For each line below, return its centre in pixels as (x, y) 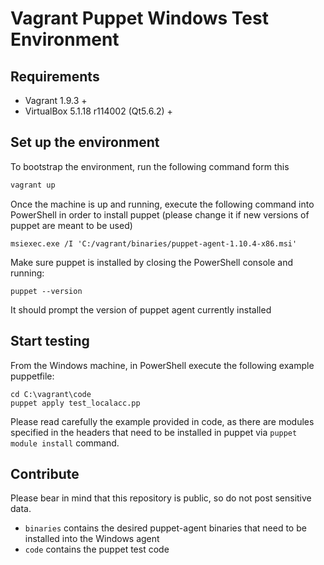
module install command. (65, 443)
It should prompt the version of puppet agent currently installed (141, 309)
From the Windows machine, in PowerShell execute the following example (162, 365)
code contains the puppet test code (97, 549)
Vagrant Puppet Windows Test (139, 18)
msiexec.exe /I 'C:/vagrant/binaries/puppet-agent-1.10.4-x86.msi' (154, 243)
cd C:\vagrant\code (51, 394)
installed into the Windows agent (92, 539)
